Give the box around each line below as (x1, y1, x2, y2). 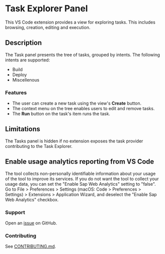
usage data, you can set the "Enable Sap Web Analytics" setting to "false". (5, 181, 156, 187)
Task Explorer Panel (5, 3, 88, 14)
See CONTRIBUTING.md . (5, 244, 56, 250)
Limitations (5, 125, 40, 133)
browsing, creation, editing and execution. (5, 24, 91, 30)
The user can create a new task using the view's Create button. (12, 100, 142, 106)
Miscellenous (12, 77, 39, 83)
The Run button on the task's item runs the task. (12, 111, 110, 117)
